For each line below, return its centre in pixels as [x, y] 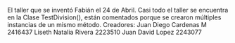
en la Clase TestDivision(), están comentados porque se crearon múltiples [114, 17]
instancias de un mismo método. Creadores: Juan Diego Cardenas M [107, 25]
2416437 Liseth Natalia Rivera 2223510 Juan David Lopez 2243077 [105, 32]
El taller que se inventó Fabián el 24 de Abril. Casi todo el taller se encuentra [118, 10]
